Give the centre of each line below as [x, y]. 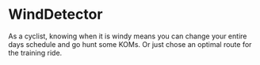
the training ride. [35, 52]
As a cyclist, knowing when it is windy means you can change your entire [128, 36]
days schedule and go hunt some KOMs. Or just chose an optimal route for [130, 44]
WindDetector [55, 14]
